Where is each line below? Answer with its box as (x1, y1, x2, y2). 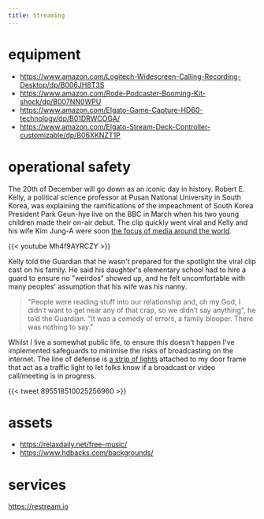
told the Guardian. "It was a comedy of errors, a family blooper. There (27, 313, 254, 323)
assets (8, 413, 54, 431)
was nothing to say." (27, 322, 94, 331)
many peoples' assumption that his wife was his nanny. (8, 282, 188, 291)
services (8, 476, 67, 494)
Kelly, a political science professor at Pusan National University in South (8, 192, 242, 202)
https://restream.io (8, 502, 69, 511)
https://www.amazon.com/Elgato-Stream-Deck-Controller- (19, 121, 211, 131)
